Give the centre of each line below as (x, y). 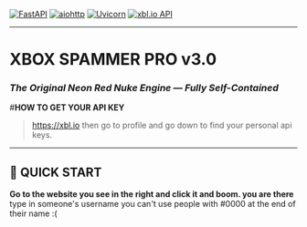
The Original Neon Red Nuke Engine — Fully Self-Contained (144, 88)
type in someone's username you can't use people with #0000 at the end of (153, 204)
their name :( (33, 213)
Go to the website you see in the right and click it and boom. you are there (152, 194)
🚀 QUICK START (56, 172)
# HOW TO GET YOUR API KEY (67, 108)
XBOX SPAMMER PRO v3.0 (113, 60)
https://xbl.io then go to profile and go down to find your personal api (162, 125)
